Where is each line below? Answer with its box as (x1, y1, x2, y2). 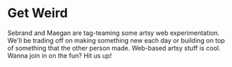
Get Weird (7, 5, 68, 21)
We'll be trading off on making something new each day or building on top (7, 36, 226, 44)
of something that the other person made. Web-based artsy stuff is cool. (7, 43, 221, 52)
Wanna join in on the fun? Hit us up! (7, 51, 112, 60)
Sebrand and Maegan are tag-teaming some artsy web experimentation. (7, 29, 220, 37)
